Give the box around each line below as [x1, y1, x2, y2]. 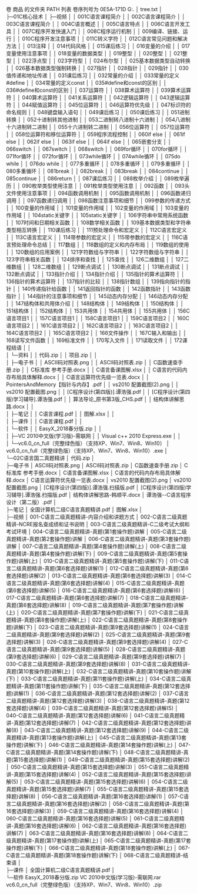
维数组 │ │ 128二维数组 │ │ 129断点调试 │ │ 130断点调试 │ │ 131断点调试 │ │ [6, 263, 189, 270]
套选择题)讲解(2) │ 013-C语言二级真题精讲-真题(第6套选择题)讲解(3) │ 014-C [6, 572, 192, 579]
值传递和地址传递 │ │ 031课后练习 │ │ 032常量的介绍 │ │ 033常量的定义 [6, 72, 180, 79]
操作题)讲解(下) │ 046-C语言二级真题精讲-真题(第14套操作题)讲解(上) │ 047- [6, 742, 191, 748]
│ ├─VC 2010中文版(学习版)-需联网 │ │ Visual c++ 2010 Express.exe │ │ [6, 433, 181, 439]
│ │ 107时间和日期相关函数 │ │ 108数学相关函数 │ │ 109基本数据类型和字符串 [6, 219, 191, 226]
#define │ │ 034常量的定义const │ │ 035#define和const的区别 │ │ [6, 79, 167, 86]
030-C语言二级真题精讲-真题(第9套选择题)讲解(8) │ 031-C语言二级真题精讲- [6, 660, 191, 667]
